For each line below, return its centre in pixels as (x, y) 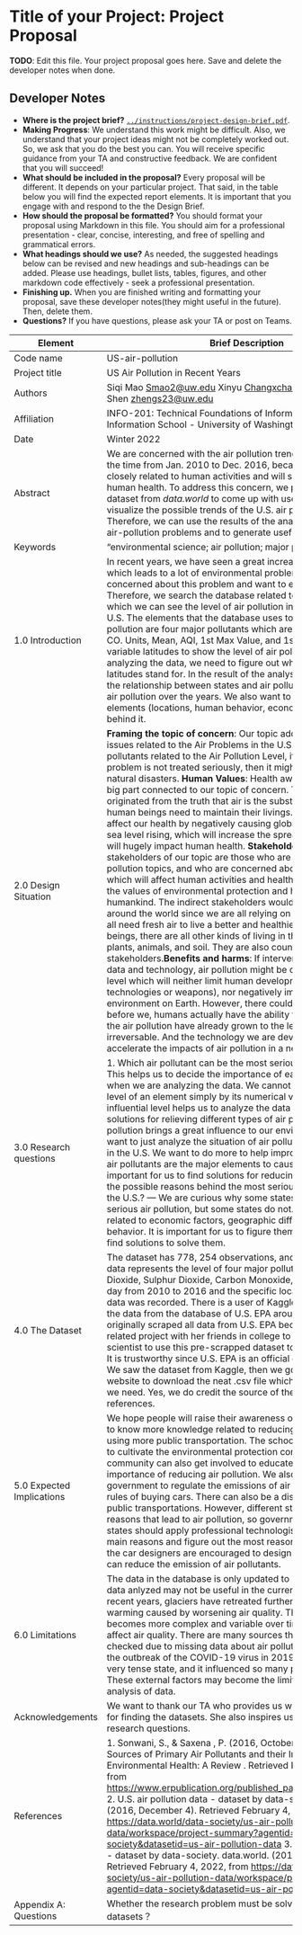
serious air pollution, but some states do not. (200, 1208)
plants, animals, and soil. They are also (188, 947)
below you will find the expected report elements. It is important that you (157, 196)
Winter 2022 (133, 439)
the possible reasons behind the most (186, 1186)
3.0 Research (42, 1146)
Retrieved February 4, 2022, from (178, 1866)
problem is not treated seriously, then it (189, 767)
